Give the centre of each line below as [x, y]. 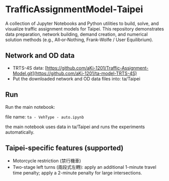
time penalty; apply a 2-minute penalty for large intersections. [77, 173]
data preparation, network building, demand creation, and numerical [77, 34]
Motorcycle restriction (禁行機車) [47, 161]
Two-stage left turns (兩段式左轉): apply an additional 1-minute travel [84, 167]
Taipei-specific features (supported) [64, 148]
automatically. [20, 132]
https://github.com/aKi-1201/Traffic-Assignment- [97, 68]
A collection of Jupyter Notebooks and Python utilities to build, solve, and [82, 23]
